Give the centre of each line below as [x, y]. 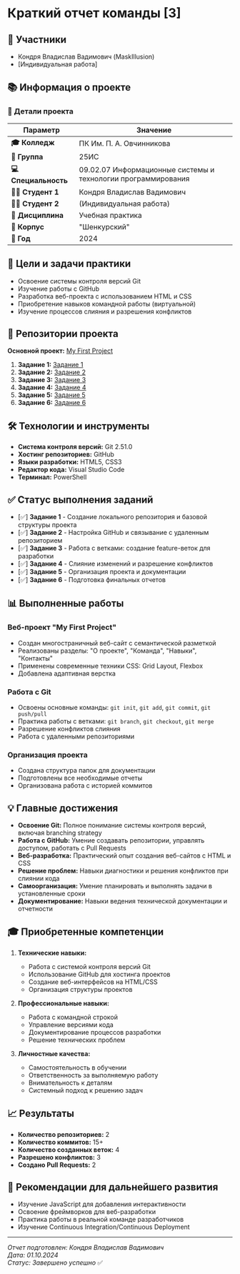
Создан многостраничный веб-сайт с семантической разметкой [117, 643]
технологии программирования [134, 179]
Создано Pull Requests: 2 [57, 1165]
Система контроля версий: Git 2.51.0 [75, 447]
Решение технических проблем [77, 1040]
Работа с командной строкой [73, 1017]
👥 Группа [27, 156]
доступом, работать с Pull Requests [72, 848]
